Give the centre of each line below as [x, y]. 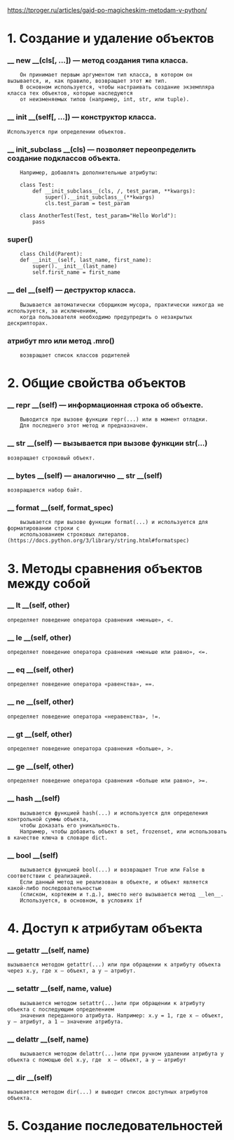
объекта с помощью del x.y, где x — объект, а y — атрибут [97, 1060]
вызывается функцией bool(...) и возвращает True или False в [112, 870]
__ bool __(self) [33, 855]
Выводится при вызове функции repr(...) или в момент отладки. [114, 420]
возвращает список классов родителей [75, 355]
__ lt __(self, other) [39, 605]
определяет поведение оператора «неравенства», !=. [84, 716]
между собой [49, 583]
